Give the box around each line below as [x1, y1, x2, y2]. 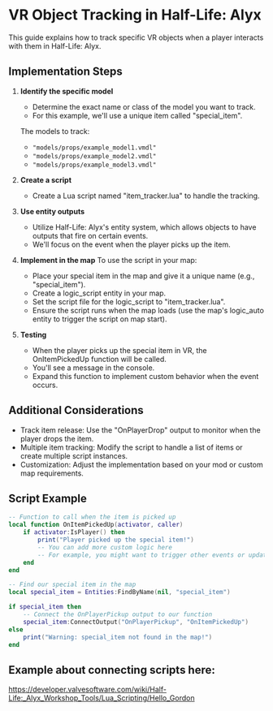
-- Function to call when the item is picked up [8, 513, 176, 521]
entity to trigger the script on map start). [32, 314, 167, 324]
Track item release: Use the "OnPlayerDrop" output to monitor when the [19, 424, 262, 435]
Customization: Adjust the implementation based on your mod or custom [19, 459, 263, 469]
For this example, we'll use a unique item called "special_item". [32, 110, 243, 120]
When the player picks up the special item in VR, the [32, 345, 207, 355]
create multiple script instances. [19, 450, 128, 460]
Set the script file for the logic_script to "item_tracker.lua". [32, 296, 226, 306]
